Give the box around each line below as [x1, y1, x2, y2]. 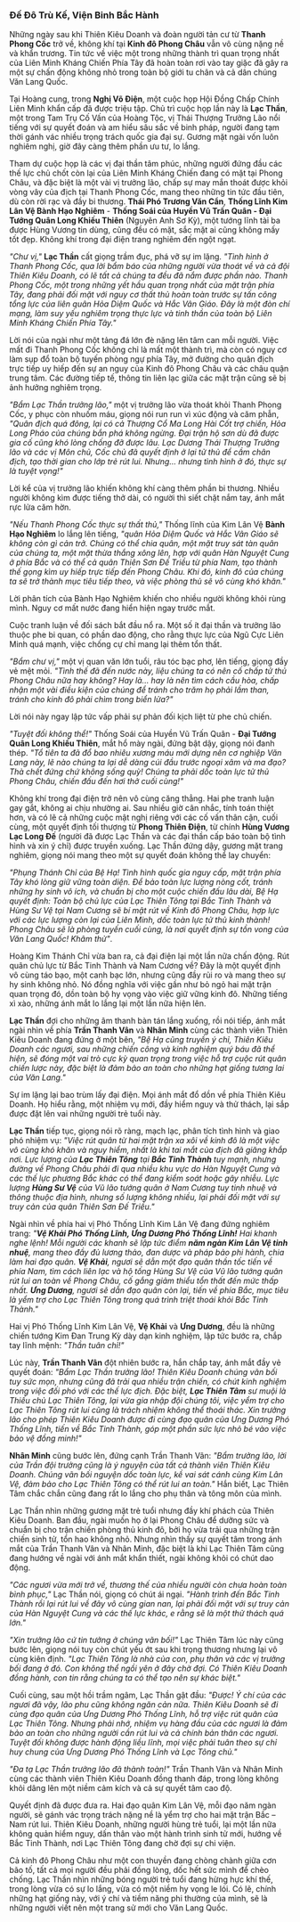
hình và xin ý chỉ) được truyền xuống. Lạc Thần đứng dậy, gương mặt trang [9, 840, 283, 851]
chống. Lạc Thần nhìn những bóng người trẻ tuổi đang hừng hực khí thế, [9, 1874, 273, 1885]
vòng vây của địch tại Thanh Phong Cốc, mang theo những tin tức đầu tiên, [9, 187, 285, 198]
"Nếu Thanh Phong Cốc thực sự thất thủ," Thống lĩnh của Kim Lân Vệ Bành [9, 519, 285, 530]
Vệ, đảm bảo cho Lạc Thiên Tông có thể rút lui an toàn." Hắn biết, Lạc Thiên [9, 1479, 289, 1490]
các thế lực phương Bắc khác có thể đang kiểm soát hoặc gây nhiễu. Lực [9, 1173, 280, 1184]
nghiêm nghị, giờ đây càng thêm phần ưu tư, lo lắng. [9, 141, 200, 151]
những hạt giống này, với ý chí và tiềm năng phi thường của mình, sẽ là [9, 1893, 268, 1904]
